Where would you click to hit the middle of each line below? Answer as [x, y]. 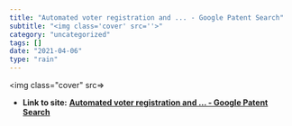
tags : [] [26, 43]
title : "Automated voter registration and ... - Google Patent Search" [146, 18]
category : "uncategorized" [60, 34]
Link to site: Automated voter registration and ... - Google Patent [145, 103]
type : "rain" [34, 59]
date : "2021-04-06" [46, 51]
